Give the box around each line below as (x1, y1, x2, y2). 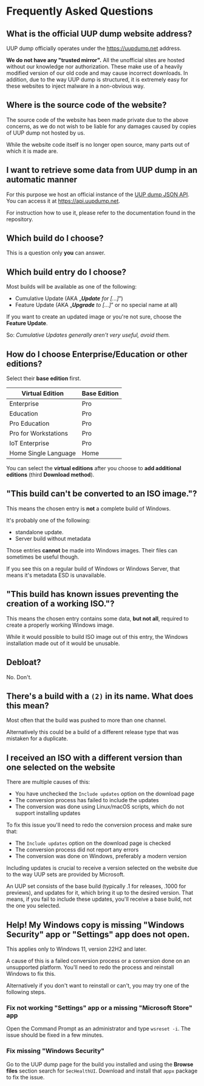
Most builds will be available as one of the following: (6, 283, 137, 291)
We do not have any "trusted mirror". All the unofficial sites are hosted (6, 57, 185, 63)
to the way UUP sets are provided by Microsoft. (6, 871, 125, 878)
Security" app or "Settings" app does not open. (6, 929, 190, 939)
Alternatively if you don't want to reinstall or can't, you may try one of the (6, 982, 189, 989)
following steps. (6, 988, 46, 995)
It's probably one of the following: (6, 517, 91, 524)
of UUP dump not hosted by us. (6, 129, 86, 136)
